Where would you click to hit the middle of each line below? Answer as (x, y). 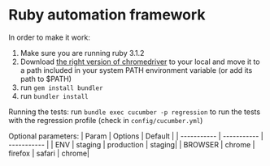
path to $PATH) (46, 79)
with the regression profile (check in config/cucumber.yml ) (106, 120)
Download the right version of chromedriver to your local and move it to (140, 62)
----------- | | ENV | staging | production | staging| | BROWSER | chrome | (132, 144)
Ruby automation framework (107, 15)
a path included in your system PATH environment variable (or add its (136, 70)
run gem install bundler (61, 87)
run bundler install (54, 96)
